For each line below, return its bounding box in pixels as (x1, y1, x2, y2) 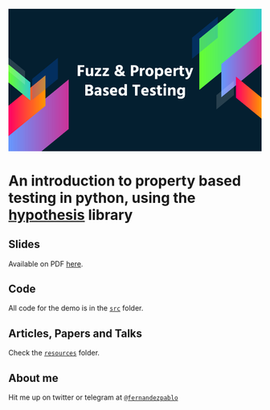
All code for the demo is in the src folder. (8, 303, 144, 313)
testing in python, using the (8, 189, 196, 207)
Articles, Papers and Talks (8, 327, 143, 340)
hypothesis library (8, 205, 133, 224)
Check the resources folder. (8, 348, 100, 358)
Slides (8, 237, 40, 251)
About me (8, 371, 59, 385)
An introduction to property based (8, 172, 241, 189)
